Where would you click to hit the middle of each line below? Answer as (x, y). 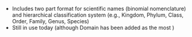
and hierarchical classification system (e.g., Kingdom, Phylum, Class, (98, 15)
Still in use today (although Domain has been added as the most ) (93, 27)
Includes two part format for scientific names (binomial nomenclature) (99, 9)
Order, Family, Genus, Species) (50, 21)
